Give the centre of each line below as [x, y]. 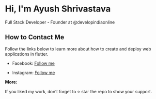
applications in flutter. [27, 54]
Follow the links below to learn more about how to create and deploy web [78, 49]
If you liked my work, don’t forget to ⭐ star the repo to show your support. [78, 91]
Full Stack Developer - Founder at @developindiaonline [60, 22]
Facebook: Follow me [33, 63]
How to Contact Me [35, 37]
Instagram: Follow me [33, 73]
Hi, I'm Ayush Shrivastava [58, 9]
